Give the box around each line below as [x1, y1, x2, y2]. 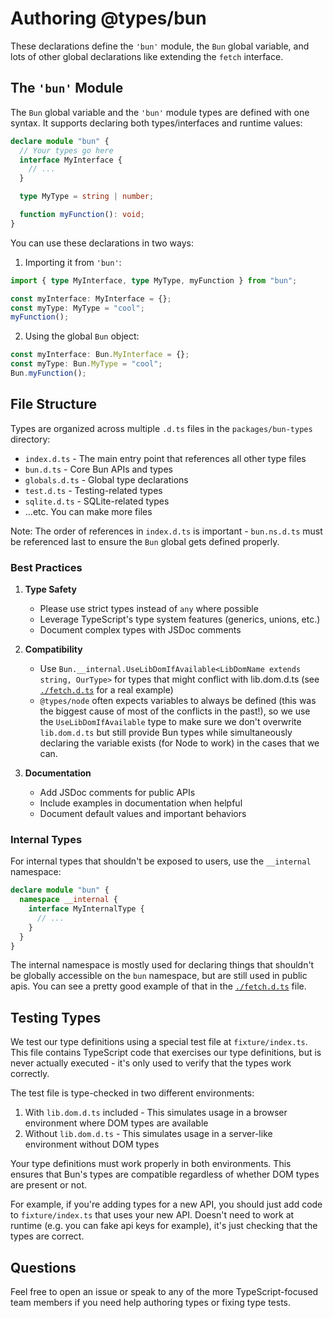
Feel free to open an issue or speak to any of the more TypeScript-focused [10, 1286, 319, 1298]
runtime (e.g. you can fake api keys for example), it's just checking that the [10, 1220, 318, 1232]
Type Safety [24, 583, 77, 595]
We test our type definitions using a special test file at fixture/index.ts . [10, 1036, 308, 1048]
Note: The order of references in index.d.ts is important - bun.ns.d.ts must [10, 525, 323, 537]
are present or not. [10, 1179, 87, 1191]
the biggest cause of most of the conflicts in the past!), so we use [39, 705, 311, 717]
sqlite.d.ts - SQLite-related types [24, 495, 170, 507]
